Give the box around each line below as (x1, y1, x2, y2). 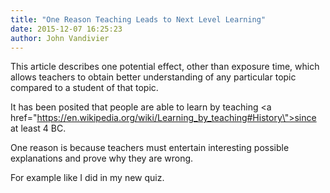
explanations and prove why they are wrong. (10, 152, 194, 165)
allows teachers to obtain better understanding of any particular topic (10, 71, 297, 83)
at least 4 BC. (10, 122, 67, 135)
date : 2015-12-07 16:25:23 (10, 24, 123, 34)
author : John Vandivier (10, 33, 110, 43)
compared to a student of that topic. (10, 82, 159, 94)
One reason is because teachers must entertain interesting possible (10, 142, 290, 154)
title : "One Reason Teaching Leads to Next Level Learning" (10, 14, 267, 25)
